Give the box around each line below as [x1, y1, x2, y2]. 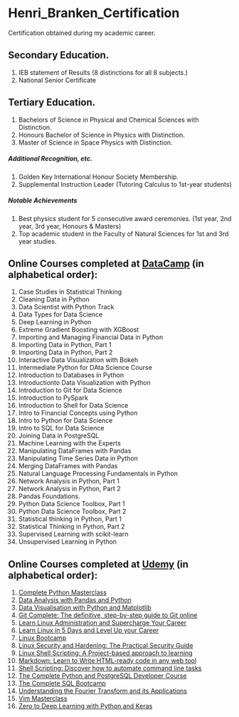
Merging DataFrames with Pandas [18, 462, 118, 470]
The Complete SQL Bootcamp [18, 679, 106, 688]
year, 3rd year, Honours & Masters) [18, 222, 122, 230]
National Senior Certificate [18, 76, 97, 84]
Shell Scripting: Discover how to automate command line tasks [18, 664, 202, 673]
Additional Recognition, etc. [8, 155, 93, 163]
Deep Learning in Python [18, 318, 92, 326]
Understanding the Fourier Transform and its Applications [18, 686, 188, 696]
